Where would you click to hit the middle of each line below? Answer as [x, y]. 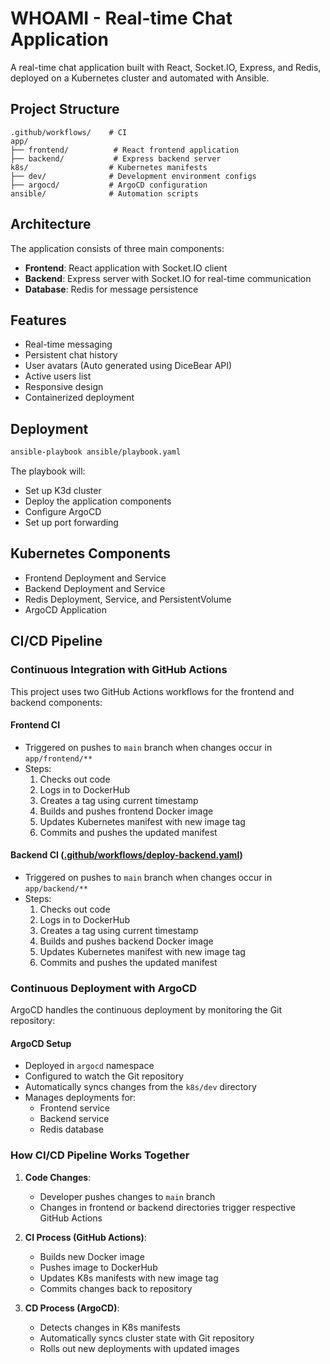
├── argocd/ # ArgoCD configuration [109, 185]
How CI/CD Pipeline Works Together [100, 1155]
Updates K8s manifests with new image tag [129, 1278]
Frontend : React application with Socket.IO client [126, 268]
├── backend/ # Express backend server [116, 158]
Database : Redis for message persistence [111, 289]
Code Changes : [58, 1177]
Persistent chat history [71, 355]
